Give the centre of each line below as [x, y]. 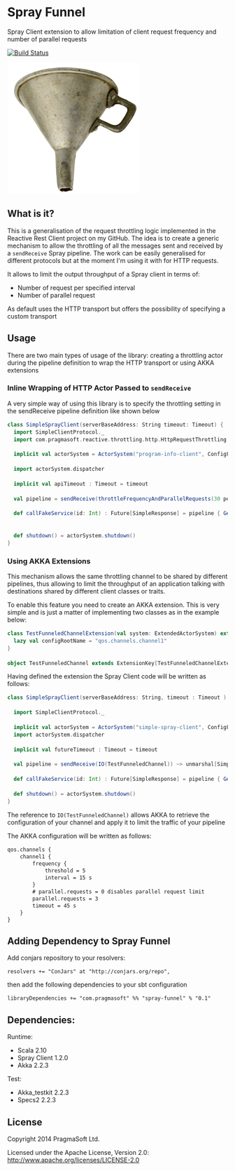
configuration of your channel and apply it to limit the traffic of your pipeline [116, 822]
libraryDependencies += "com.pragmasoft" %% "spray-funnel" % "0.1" [109, 998]
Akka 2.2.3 [33, 1065]
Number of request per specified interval [76, 288]
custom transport [32, 316]
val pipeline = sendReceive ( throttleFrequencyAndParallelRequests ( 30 [117, 499]
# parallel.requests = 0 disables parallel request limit [119, 892]
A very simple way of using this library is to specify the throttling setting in [114, 403]
